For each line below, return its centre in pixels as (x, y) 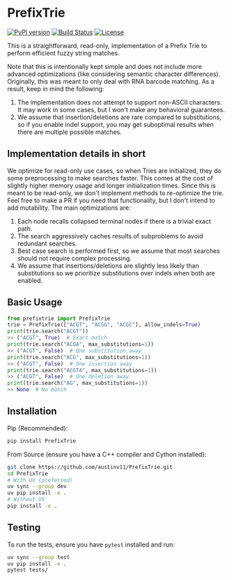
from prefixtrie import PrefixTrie (59, 319)
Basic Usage (35, 302)
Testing (24, 528)
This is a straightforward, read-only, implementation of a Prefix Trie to (107, 45)
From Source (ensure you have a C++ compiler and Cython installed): (107, 454)
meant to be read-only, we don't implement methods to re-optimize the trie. (116, 192)
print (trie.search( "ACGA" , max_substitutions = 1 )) (81, 344)
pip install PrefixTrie (42, 441)
